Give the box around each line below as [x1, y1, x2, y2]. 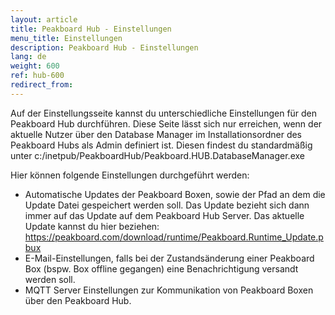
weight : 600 [10, 61, 60, 71]
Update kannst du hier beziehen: [24, 220, 160, 232]
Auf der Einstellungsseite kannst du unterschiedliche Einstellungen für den [10, 107, 318, 119]
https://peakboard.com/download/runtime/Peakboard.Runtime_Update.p [24, 231, 324, 243]
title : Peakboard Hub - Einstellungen [10, 24, 172, 34]
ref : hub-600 [10, 71, 65, 81]
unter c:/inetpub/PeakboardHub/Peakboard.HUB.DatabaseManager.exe [10, 149, 305, 161]
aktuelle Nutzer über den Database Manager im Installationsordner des [10, 128, 303, 140]
